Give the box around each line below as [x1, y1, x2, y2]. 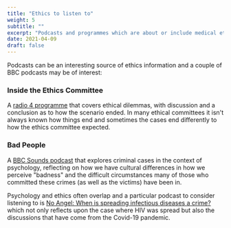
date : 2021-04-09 [7, 36, 57, 43]
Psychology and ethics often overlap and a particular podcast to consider [7, 191, 215, 200]
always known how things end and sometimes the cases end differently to [7, 116, 217, 124]
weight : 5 [7, 17, 36, 23]
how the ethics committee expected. [7, 123, 111, 132]
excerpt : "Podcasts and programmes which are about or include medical [7, 29, 217, 37]
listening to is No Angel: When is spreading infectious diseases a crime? [7, 198, 211, 207]
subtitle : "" [7, 23, 45, 30]
